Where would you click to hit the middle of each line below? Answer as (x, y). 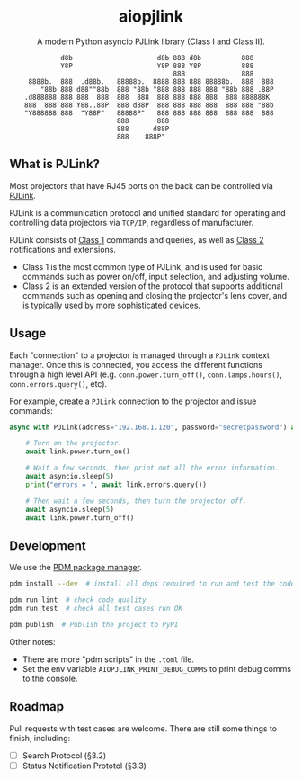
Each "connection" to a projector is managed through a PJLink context (139, 355)
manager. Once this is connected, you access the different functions (136, 364)
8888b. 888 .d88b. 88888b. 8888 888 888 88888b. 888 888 (151, 81)
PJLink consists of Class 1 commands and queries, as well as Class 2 (137, 239)
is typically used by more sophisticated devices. (111, 305)
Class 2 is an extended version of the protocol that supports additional (152, 286)
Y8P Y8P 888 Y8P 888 (157, 66)
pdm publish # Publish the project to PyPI (94, 624)
